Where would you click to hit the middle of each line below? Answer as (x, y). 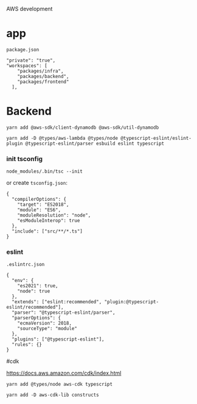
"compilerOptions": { (39, 200)
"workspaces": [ (27, 66)
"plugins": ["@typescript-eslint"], (58, 339)
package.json (23, 49)
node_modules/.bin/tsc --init (45, 171)
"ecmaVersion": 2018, (44, 323)
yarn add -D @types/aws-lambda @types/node (62, 138)
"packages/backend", (43, 76)
